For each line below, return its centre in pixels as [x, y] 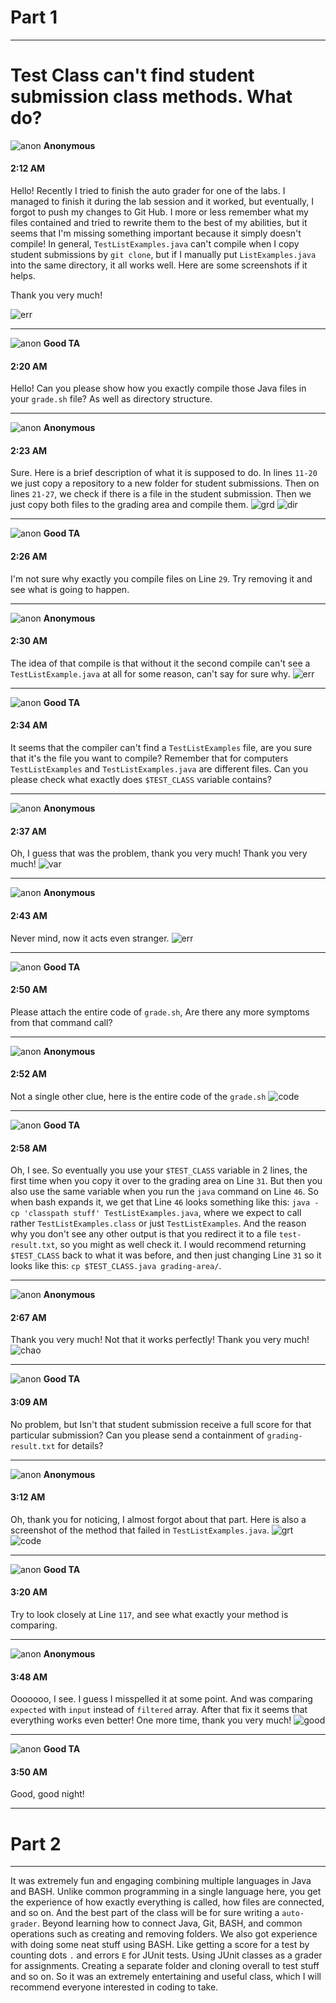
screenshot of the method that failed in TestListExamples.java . [140, 1530]
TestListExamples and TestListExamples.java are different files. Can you [159, 769]
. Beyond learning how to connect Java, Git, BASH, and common [169, 1923]
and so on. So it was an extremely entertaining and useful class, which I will [166, 1977]
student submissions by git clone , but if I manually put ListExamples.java [163, 255]
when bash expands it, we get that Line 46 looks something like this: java [160, 1202]
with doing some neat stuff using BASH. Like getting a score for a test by [160, 1945]
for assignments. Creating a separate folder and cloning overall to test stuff [165, 1966]
